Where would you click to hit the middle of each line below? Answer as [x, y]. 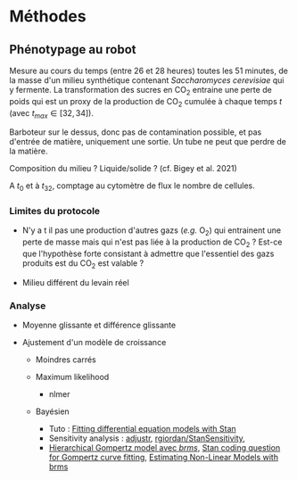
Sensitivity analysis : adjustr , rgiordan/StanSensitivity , [147, 438]
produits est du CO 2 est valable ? [83, 264]
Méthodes [48, 17]
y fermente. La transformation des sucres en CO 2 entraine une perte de [140, 91]
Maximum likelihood [72, 377]
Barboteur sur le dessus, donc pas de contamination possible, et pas [136, 132]
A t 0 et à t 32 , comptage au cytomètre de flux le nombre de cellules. [132, 187]
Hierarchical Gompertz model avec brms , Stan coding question [165, 448]
